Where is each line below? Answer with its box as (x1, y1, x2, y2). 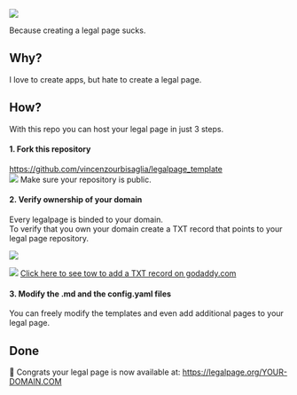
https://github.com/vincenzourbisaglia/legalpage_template (9, 163, 223, 174)
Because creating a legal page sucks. (9, 25, 146, 36)
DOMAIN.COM (9, 376, 62, 387)
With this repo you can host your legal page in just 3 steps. (9, 123, 224, 134)
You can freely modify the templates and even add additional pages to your (9, 308, 284, 319)
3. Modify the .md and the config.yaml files (9, 288, 171, 299)
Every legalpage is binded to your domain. (9, 214, 164, 225)
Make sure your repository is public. (20, 174, 152, 185)
